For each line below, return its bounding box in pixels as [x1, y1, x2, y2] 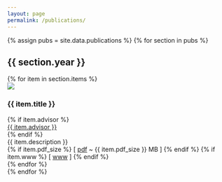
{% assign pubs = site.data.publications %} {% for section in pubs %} [7, 36, 209, 44]
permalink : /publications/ [7, 17, 86, 24]
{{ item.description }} [7, 137, 69, 146]
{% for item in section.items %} [7, 75, 98, 83]
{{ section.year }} [7, 56, 86, 68]
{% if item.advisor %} [7, 115, 69, 123]
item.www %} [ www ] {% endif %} [7, 152, 109, 161]
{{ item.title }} [7, 99, 56, 109]
